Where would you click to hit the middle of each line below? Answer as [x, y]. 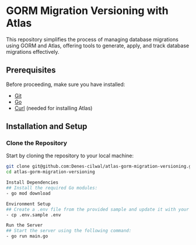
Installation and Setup [47, 127]
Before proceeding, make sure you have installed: [66, 84]
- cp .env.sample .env [34, 215]
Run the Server [24, 225]
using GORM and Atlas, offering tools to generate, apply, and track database [98, 46]
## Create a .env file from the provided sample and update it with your [98, 209]
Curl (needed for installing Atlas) [53, 108]
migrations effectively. [33, 51]
